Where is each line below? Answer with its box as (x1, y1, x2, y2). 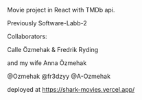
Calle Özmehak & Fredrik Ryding (7, 46, 99, 53)
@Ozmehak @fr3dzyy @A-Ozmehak (7, 72, 111, 80)
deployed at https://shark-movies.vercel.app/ (7, 86, 135, 93)
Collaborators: (7, 32, 47, 40)
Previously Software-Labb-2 (7, 19, 87, 27)
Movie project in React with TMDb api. (7, 6, 115, 14)
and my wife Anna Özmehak (7, 59, 87, 67)
